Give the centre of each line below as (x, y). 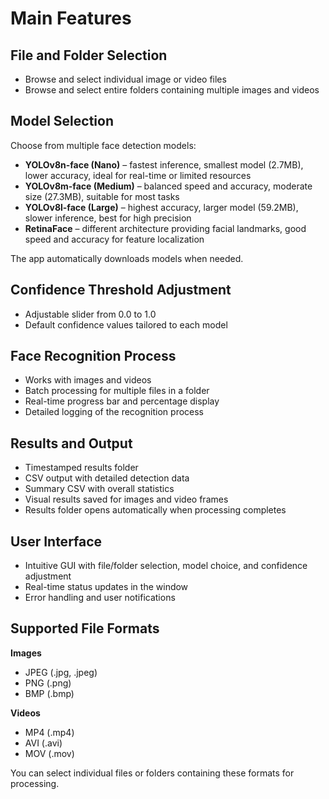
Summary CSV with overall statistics (99, 489)
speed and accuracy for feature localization (114, 239)
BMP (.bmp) (49, 693)
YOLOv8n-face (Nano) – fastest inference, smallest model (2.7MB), (164, 164)
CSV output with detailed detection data (107, 478)
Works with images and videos (88, 380)
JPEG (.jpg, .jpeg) (61, 672)
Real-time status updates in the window (106, 587)
